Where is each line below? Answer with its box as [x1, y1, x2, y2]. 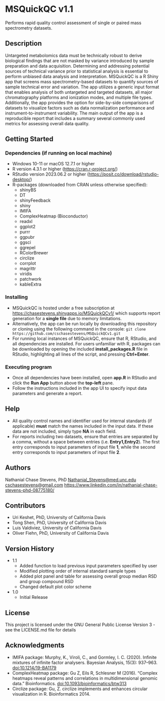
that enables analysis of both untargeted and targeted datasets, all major [5, 89, 153, 95]
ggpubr [19, 234, 35, 240]
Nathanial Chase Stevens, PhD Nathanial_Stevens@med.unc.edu [5, 477, 136, 482]
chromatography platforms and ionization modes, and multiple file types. [5, 94, 153, 100]
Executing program [5, 364, 52, 370]
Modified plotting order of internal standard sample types [19, 568, 136, 574]
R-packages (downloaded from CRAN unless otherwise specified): [12, 182, 148, 188]
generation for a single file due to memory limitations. [12, 315, 122, 321]
